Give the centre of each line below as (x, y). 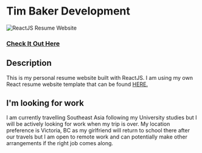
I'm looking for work (45, 103)
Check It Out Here (33, 44)
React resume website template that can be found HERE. (77, 84)
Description (29, 63)
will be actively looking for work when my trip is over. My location (88, 124)
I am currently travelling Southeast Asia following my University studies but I (102, 118)
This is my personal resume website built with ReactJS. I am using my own (100, 77)
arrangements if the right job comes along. (60, 143)
